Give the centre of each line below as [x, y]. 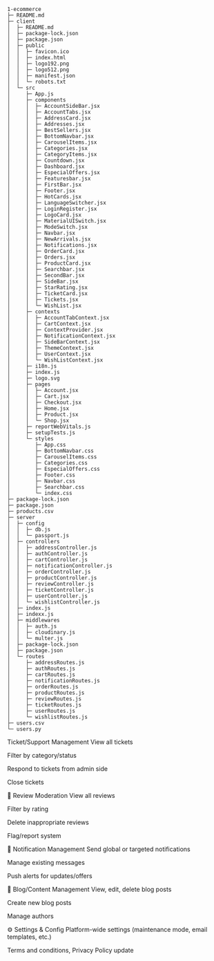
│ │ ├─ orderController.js [49, 572]
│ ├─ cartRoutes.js [41, 675]
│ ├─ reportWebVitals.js [49, 427]
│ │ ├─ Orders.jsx [41, 257]
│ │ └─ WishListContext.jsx [55, 360]
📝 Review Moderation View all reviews [61, 795]
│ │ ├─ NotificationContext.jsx [61, 336]
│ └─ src [21, 88]
